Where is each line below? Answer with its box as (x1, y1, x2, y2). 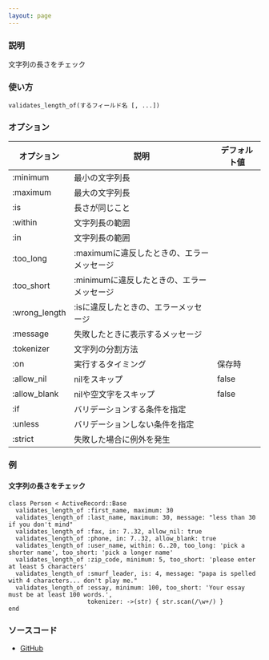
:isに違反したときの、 (74, 302, 155, 313)
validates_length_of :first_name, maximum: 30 (15, 506, 174, 514)
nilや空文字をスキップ (74, 388, 155, 399)
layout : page (8, 11, 52, 20)
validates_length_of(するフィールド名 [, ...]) (8, 102, 160, 110)
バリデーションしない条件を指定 (74, 419, 195, 430)
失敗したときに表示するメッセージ (74, 328, 203, 339)
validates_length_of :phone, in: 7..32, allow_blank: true (15, 534, 217, 542)
